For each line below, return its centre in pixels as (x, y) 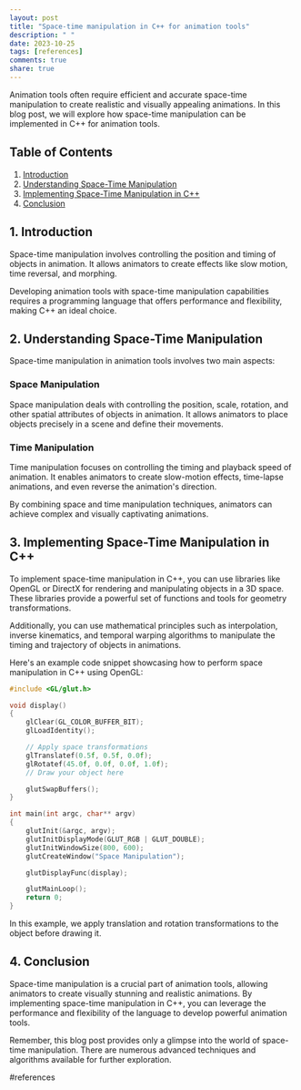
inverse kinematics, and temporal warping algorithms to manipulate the (142, 635)
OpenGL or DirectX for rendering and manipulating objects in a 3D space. (147, 588)
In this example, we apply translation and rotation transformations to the (144, 924)
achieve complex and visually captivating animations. (109, 514)
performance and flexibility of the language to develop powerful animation (149, 1013)
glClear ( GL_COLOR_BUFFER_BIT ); (85, 722)
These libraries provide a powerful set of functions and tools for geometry (148, 598)
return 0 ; (45, 898)
